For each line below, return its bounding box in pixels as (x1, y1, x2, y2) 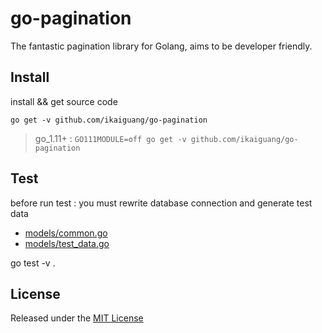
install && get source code (10, 95, 118, 107)
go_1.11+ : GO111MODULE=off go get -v (34, 132, 187, 144)
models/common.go (24, 227, 108, 239)
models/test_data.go (24, 237, 110, 249)
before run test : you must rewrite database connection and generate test (10, 197, 313, 209)
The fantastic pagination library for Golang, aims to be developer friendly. (10, 40, 313, 52)
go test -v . (10, 257, 56, 269)
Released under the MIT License (10, 312, 144, 324)
